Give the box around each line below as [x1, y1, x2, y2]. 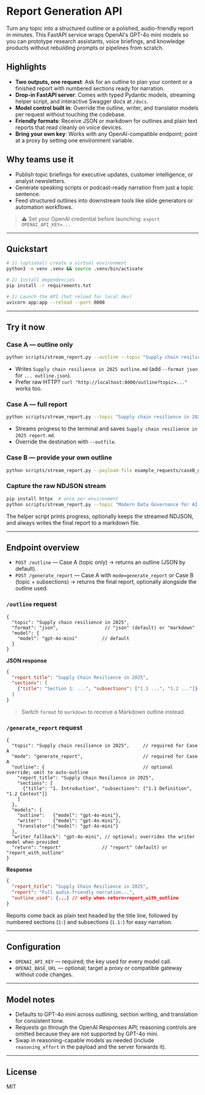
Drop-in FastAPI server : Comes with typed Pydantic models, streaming [15, 91, 195, 99]
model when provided [6, 839, 59, 846]
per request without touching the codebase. [15, 110, 126, 118]
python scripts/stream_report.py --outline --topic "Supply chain [6, 354, 179, 361]
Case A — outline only [6, 340, 73, 348]
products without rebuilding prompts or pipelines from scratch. [6, 44, 164, 51]
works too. [15, 385, 43, 393]
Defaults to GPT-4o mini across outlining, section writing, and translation [15, 1010, 198, 1018]
